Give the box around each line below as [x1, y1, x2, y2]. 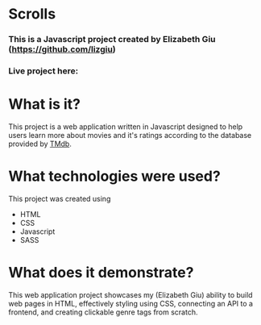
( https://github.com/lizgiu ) [8, 44, 117, 55]
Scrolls [8, 5, 56, 23]
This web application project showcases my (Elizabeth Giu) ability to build [8, 290, 253, 299]
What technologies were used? [8, 167, 222, 185]
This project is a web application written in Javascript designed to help [8, 122, 243, 131]
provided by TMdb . [8, 139, 72, 148]
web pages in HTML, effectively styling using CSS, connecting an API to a [8, 298, 254, 308]
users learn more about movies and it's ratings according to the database [8, 130, 252, 140]
